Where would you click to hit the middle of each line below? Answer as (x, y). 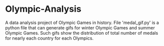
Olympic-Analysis (43, 9)
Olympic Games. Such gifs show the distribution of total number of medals (82, 33)
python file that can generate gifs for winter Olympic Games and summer (80, 27)
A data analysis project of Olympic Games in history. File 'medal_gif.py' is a (82, 23)
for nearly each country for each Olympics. (49, 38)
